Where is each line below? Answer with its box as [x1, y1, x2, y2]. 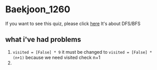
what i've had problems [5, 35, 81, 44]
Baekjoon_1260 [5, 4, 71, 15]
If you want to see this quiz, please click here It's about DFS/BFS [5, 20, 141, 27]
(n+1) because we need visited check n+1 [12, 54, 101, 60]
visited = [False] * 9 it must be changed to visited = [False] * [12, 49, 152, 55]
